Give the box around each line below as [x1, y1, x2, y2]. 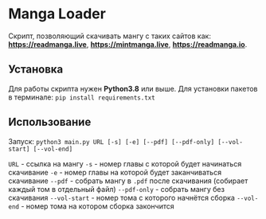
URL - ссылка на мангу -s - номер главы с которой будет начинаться [8, 158, 242, 168]
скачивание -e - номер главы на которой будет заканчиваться [8, 167, 221, 177]
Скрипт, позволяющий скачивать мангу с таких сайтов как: [8, 31, 211, 41]
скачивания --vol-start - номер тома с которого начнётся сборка [8, 193, 235, 202]
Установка [8, 63, 64, 76]
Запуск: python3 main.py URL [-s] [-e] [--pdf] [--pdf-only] [8, 136, 215, 146]
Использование [8, 115, 92, 129]
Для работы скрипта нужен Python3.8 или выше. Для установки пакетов [8, 84, 258, 93]
